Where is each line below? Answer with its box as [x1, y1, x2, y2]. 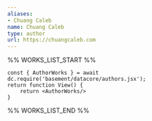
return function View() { [7, 82, 83, 89]
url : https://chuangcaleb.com [7, 37, 96, 44]
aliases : [7, 10, 33, 18]
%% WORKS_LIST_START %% [7, 56, 96, 64]
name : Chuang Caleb [7, 23, 65, 30]
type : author [7, 30, 46, 37]
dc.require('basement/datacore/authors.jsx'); [7, 75, 146, 83]
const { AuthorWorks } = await [7, 70, 99, 77]
